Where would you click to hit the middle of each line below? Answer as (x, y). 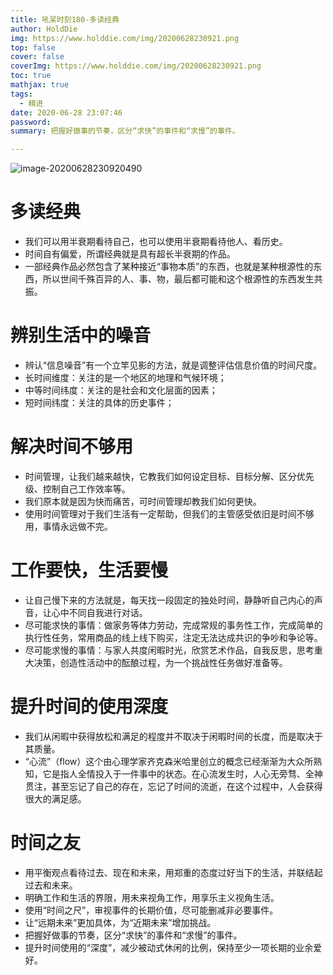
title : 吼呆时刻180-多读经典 (65, 19)
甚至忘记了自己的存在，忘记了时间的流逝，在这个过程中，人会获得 (187, 786)
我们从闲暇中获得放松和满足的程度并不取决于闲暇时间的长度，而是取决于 (173, 736)
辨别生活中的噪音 (81, 335)
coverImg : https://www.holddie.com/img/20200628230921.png (136, 66)
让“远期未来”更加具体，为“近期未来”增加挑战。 (120, 922)
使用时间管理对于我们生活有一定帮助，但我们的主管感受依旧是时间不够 (169, 513)
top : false (33, 47)
